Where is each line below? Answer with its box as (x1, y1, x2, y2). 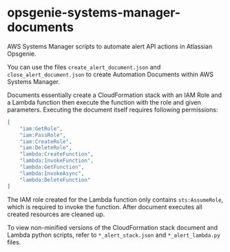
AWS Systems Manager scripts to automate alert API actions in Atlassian (7, 42, 213, 50)
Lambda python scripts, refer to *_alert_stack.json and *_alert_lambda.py (7, 231, 220, 239)
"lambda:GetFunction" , (19, 164, 85, 171)
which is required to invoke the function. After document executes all (7, 202, 203, 211)
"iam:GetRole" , (19, 125, 63, 132)
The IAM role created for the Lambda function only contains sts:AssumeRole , (7, 195, 224, 204)
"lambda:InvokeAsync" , (19, 170, 85, 177)
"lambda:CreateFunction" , (19, 151, 94, 158)
